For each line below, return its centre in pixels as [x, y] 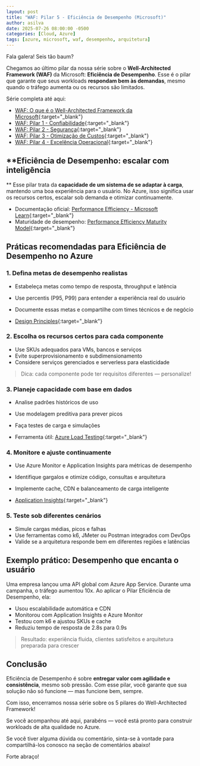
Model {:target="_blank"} [45, 228]
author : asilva [25, 23]
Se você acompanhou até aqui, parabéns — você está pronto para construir [99, 721]
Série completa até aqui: [36, 99]
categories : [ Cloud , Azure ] [41, 34]
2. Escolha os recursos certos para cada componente [85, 337]
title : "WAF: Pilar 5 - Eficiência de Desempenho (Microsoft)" [86, 17]
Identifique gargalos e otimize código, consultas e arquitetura [90, 477]
